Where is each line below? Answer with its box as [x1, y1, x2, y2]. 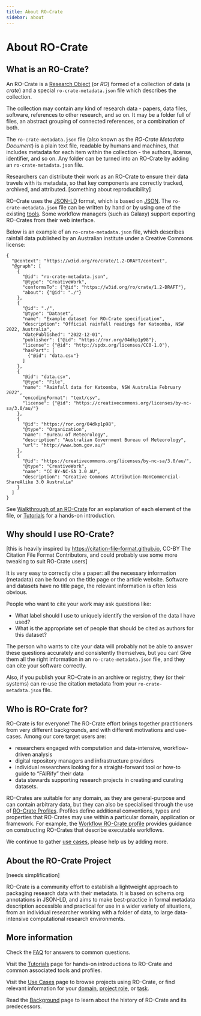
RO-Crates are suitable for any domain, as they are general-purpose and [6, 795, 186, 802]
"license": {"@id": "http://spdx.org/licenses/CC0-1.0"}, [22, 342, 170, 348]
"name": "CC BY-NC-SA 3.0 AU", [22, 468, 101, 474]
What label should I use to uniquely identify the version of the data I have [14, 612, 196, 619]
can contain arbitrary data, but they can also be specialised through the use [6, 801, 194, 808]
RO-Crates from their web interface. [6, 216, 95, 223]
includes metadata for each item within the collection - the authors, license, [6, 148, 193, 155]
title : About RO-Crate [6, 8, 63, 15]
